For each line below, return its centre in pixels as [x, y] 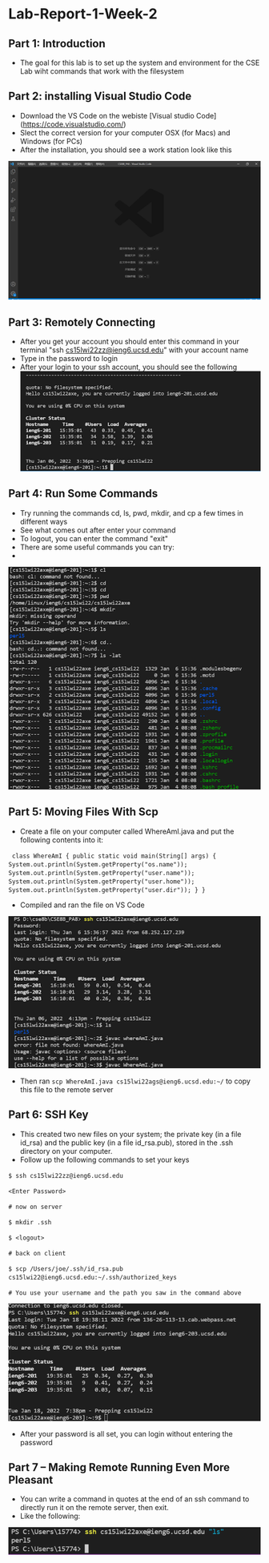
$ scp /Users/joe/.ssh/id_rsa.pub [66, 1269]
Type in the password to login [69, 359]
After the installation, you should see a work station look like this [126, 150]
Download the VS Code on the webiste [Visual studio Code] [118, 115]
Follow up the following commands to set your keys [104, 1159]
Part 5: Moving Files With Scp [83, 812]
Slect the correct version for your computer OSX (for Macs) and [125, 132]
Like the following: [50, 1516]
